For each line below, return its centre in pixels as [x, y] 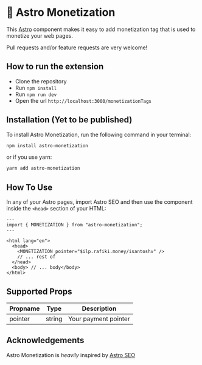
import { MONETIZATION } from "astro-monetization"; [75, 225]
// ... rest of [37, 257]
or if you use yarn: [29, 157]
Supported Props [39, 291]
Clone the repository [41, 81]
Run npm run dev [36, 94]
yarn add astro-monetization [43, 169]
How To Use [30, 187]
